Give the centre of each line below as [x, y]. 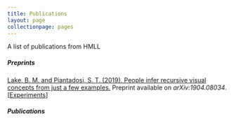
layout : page [26, 20]
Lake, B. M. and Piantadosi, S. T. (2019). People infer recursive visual [107, 80]
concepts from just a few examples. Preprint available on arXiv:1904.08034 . [117, 87]
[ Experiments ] [28, 95]
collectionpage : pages [40, 27]
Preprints [21, 62]
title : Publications [38, 14]
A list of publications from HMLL [54, 47]
